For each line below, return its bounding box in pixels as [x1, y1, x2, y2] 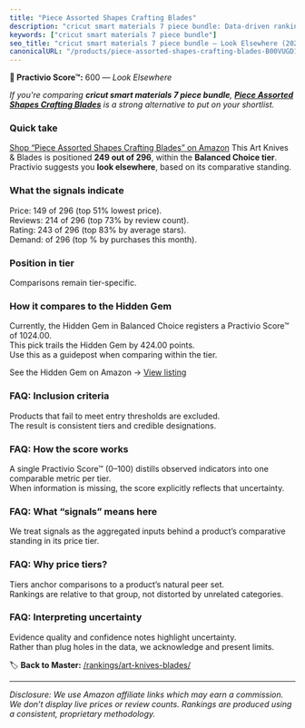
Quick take [9, 122, 58, 134]
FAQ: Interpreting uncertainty [9, 611, 143, 624]
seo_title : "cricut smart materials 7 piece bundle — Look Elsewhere [9, 38, 279, 48]
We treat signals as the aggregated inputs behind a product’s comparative [9, 526, 286, 536]
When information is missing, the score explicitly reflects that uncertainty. [9, 482, 285, 493]
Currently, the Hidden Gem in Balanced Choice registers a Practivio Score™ [9, 320, 290, 331]
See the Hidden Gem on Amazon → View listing [9, 367, 187, 378]
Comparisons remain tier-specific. [9, 278, 137, 289]
